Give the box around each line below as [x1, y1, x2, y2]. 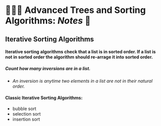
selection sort [12, 111, 41, 117]
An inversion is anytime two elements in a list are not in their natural [12, 78, 153, 84]
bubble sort [12, 106, 36, 112]
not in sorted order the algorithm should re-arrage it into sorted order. [5, 54, 153, 60]
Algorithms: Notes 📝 [5, 15, 91, 26]
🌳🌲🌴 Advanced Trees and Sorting [5, 4, 146, 16]
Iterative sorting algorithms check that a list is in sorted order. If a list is [5, 49, 156, 55]
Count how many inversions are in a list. [5, 65, 91, 71]
